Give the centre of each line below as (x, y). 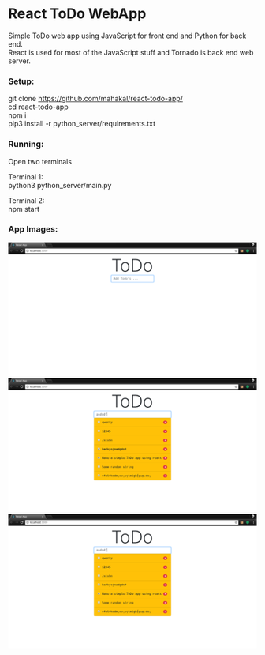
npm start (24, 209)
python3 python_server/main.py (60, 185)
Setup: (21, 81)
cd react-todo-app (38, 107)
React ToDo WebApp (77, 14)
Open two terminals (40, 161)
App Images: (33, 229)
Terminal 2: (26, 200)
